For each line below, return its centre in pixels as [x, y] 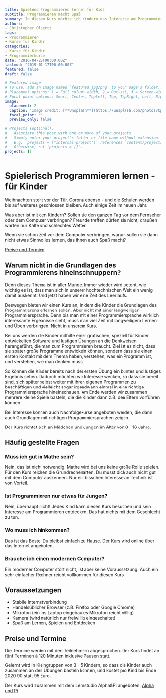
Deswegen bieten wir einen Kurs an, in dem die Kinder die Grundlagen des [81, 305]
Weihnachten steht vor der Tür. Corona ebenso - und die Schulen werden [80, 200]
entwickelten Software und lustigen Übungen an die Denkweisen [71, 341]
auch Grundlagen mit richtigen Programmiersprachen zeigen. [67, 417]
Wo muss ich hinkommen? [38, 530]
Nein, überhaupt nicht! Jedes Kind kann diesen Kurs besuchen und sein [78, 506]
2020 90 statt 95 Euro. [28, 676]
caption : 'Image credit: [35, 111]
